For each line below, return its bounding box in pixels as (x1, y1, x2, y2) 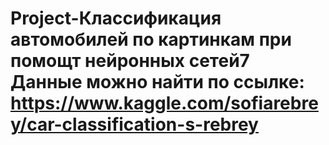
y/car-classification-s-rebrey (10, 113, 259, 136)
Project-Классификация (10, 7, 222, 30)
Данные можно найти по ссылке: (10, 71, 305, 94)
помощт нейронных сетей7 (10, 50, 250, 72)
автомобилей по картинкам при (10, 28, 292, 51)
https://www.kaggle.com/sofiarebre (10, 92, 319, 115)
